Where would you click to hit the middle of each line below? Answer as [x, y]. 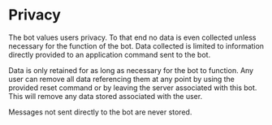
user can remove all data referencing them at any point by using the [122, 79]
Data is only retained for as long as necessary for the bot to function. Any [131, 70]
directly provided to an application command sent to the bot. [110, 54]
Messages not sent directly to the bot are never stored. [100, 112]
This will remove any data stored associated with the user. [106, 96]
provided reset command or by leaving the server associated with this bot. [133, 88]
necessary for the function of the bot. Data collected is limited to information [136, 45]
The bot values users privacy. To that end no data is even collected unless [132, 37]
